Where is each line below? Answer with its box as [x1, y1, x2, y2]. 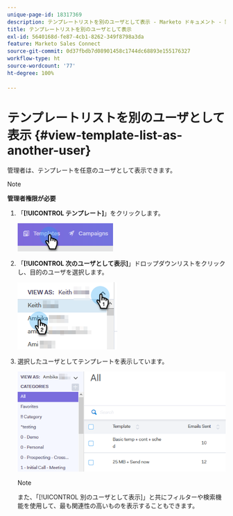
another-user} [7, 142, 92, 158]
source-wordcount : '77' [7, 62, 76, 69]
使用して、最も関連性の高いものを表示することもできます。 [29, 501, 199, 510]
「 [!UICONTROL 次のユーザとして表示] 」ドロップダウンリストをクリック [17, 259, 225, 268]
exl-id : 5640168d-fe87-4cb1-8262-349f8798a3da [7, 33, 144, 40]
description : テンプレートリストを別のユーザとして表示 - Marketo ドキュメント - [7, 18, 222, 26]
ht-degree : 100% [7, 69, 54, 76]
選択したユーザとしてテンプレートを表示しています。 [17, 357, 169, 365]
